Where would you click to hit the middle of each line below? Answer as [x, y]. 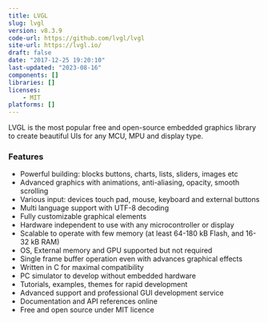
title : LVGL [28, 16]
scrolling [34, 191]
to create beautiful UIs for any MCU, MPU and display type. [106, 136]
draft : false [30, 53]
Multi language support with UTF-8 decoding [94, 208]
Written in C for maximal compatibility [82, 268]
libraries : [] [32, 82]
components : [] [34, 75]
